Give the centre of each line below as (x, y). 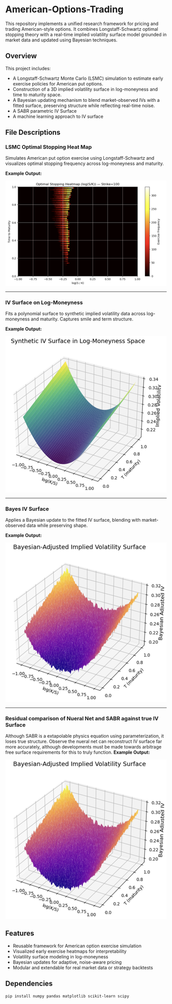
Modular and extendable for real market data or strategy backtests (83, 967)
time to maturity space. (37, 94)
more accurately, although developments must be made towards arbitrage (83, 747)
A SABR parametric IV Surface (45, 111)
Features (20, 934)
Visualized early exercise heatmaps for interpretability (70, 951)
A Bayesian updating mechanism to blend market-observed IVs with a (86, 100)
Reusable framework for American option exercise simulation (77, 946)
